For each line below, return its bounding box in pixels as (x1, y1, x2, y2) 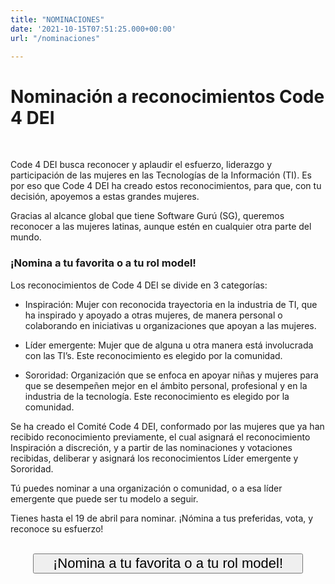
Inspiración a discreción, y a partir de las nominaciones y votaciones (10, 441, 293, 453)
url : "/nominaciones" (10, 33, 101, 43)
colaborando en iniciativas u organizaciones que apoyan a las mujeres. (24, 319, 317, 331)
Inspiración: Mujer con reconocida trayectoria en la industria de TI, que (24, 298, 318, 310)
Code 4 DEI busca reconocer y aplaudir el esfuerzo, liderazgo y (10, 159, 273, 171)
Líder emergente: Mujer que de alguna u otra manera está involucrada (24, 339, 314, 351)
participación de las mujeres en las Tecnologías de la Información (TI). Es (10, 169, 312, 181)
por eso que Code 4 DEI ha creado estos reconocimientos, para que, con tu (10, 180, 322, 192)
